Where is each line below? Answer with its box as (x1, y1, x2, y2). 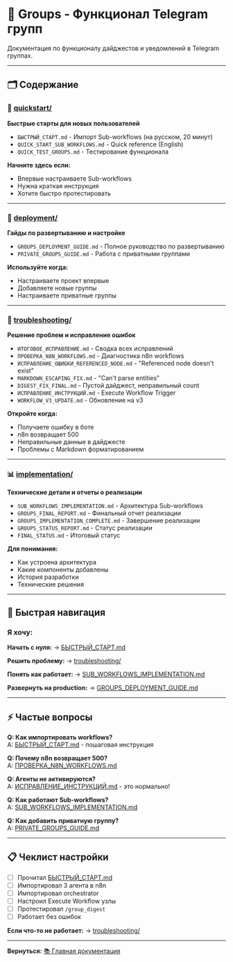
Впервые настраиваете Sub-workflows (17, 174, 132, 183)
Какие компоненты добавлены (17, 565, 109, 573)
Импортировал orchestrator (17, 889, 99, 897)
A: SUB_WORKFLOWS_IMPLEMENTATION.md (7, 803, 138, 812)
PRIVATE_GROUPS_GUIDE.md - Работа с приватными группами (17, 250, 191, 258)
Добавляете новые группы (17, 284, 97, 292)
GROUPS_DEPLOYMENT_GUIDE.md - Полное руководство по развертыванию (17, 242, 225, 250)
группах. (7, 51, 33, 60)
